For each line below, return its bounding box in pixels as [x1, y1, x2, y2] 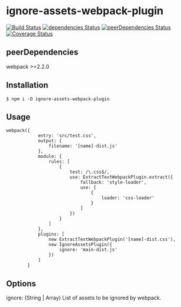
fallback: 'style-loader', [80, 180, 147, 186]
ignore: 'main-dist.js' [59, 247, 118, 253]
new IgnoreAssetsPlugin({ [48, 242, 112, 248]
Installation [6, 80, 49, 90]
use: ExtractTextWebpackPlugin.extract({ [69, 174, 173, 180]
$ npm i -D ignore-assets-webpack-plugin [6, 96, 110, 102]
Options [6, 279, 37, 289]
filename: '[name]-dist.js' [48, 143, 118, 149]
